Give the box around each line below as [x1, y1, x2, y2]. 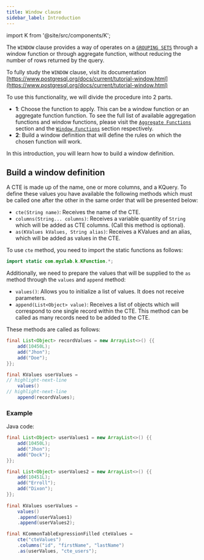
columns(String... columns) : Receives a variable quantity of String [15, 215, 186, 223]
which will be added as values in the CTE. [15, 234, 121, 242]
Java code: [6, 423, 35, 430]
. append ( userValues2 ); [17, 520, 75, 526]
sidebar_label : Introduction [6, 15, 81, 21]
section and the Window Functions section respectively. [15, 125, 154, 132]
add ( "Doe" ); [17, 355, 48, 361]
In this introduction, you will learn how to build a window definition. [6, 150, 175, 157]
